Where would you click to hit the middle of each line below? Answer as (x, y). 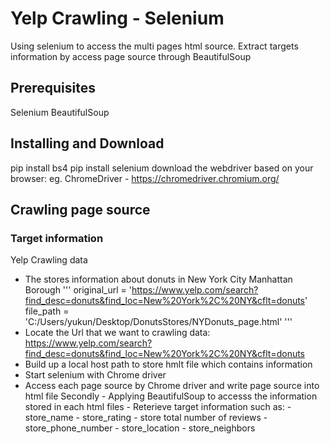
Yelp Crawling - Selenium (117, 18)
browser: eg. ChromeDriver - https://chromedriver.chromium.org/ (145, 178)
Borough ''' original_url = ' (78, 290)
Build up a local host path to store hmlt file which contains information (168, 364)
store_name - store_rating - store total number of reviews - (146, 418)
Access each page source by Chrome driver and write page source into (172, 386)
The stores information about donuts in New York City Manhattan (158, 279)
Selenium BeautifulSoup (60, 112)
